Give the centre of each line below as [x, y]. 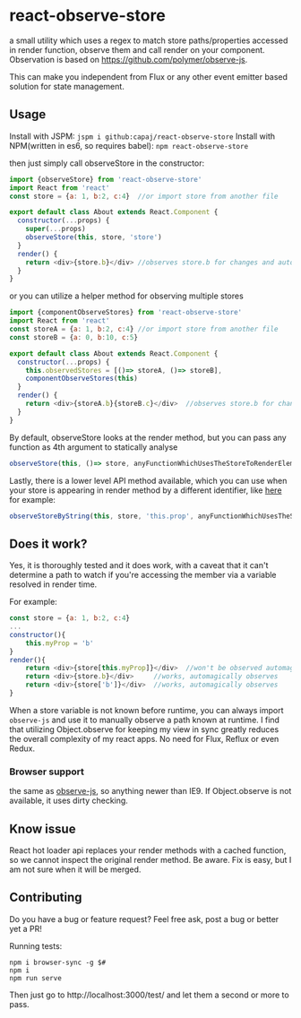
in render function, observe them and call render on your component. [138, 49]
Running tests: [36, 945]
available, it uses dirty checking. [69, 801]
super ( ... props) [56, 229]
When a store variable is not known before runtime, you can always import [146, 710]
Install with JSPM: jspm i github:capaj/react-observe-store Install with [142, 136]
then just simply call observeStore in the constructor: [107, 163]
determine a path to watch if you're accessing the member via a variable [143, 575]
